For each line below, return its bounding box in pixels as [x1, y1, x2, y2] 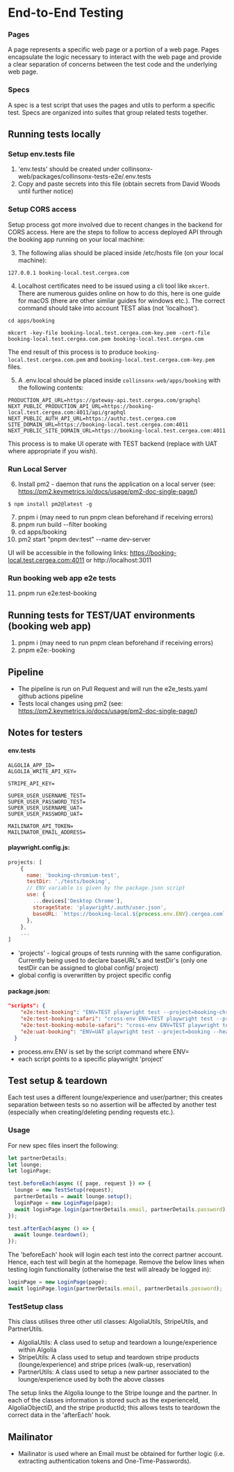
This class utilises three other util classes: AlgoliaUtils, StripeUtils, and [8, 1318, 208, 1326]
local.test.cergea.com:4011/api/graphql [8, 409, 127, 416]
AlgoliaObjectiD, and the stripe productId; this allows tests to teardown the [8, 1403, 221, 1412]
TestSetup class [8, 1302, 64, 1311]
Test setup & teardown [8, 1075, 108, 1086]
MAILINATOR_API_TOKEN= [8, 823, 74, 830]
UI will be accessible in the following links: [8, 549, 129, 557]
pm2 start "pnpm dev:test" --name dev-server [17, 535, 151, 544]
